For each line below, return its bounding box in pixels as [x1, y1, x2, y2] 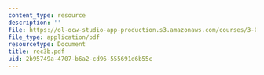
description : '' [8, 19, 61, 27]
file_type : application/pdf [8, 33, 101, 41]
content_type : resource [8, 11, 86, 20]
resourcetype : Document [8, 41, 86, 48]
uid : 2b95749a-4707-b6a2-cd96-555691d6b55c [8, 55, 153, 63]
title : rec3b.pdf [8, 48, 65, 55]
